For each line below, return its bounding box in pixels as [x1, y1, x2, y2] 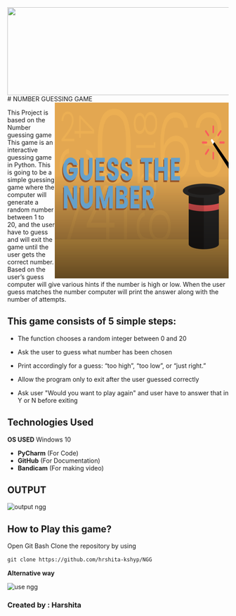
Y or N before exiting [17, 396, 79, 404]
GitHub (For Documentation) [17, 456, 100, 465]
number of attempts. [7, 295, 67, 303]
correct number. [7, 258, 54, 266]
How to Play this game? [7, 523, 112, 535]
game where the [7, 183, 55, 191]
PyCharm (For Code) [17, 449, 79, 457]
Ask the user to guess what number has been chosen [17, 347, 172, 356]
